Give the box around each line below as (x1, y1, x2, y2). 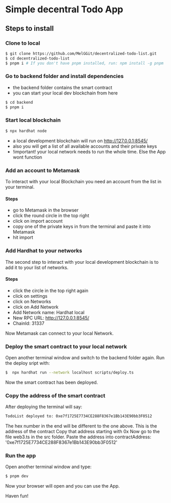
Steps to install (5, 24, 54, 33)
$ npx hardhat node (5, 128, 47, 133)
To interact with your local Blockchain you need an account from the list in (5, 179, 162, 185)
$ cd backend (5, 100, 33, 105)
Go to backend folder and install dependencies (5, 73, 124, 80)
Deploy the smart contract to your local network (5, 343, 127, 350)
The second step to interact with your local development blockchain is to (5, 259, 159, 265)
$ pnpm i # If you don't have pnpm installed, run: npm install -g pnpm (5, 61, 164, 66)
